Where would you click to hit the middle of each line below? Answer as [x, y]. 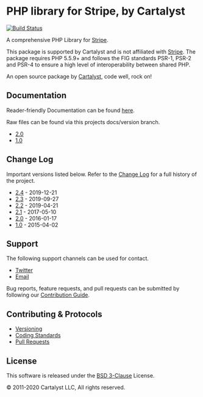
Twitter [24, 270]
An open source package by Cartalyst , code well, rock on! [79, 76]
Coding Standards [38, 336]
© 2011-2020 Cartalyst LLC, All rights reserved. [66, 387]
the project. [21, 180]
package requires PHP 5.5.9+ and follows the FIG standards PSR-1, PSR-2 [99, 58]
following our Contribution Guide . [48, 295]
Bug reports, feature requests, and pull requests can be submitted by [93, 289]
